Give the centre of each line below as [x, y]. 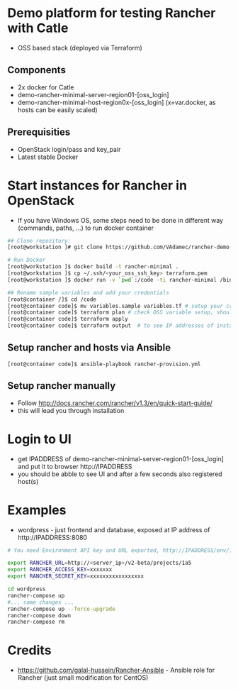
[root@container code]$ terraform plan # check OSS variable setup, [110, 313]
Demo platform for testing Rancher [112, 13]
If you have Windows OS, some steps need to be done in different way [120, 220]
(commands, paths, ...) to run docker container [86, 228]
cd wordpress [27, 589]
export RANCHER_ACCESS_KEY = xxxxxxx [60, 570]
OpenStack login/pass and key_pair [69, 149]
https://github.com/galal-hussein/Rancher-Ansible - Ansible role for [116, 670]
